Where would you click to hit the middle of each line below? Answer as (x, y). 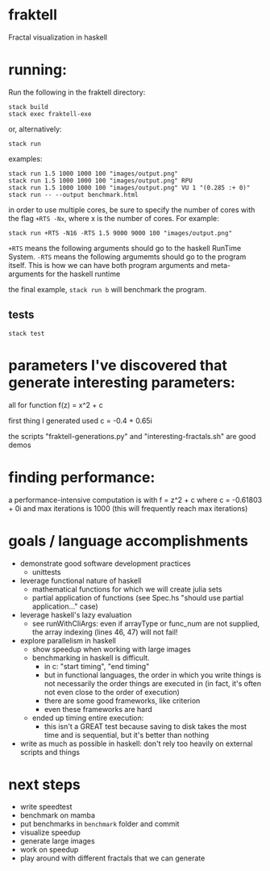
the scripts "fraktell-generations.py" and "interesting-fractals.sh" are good (132, 436)
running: (37, 70)
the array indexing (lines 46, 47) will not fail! (105, 632)
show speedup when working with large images (111, 649)
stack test (27, 333)
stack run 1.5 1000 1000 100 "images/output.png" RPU (101, 180)
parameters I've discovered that (118, 365)
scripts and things (50, 752)
